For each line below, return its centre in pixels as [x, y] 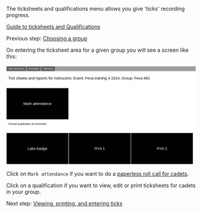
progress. [18, 15]
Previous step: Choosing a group [47, 38]
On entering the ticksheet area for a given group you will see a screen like [98, 50]
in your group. [23, 191]
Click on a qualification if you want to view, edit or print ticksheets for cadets [101, 185]
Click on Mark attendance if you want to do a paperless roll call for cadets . [98, 173]
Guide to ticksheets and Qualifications [53, 27]
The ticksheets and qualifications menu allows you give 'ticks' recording [96, 9]
